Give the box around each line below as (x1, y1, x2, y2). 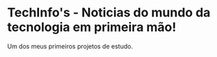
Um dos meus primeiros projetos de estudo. (7, 42, 134, 50)
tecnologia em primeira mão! (7, 19, 177, 35)
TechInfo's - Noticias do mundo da (7, 5, 211, 21)
